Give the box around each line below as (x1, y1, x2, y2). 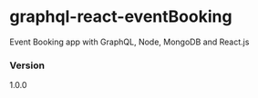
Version (9, 59, 46, 72)
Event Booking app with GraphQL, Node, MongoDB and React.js (9, 36, 250, 47)
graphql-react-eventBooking (9, 6, 232, 27)
